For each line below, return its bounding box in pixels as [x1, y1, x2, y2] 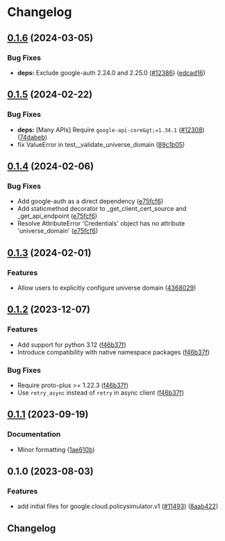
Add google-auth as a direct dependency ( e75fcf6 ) [17, 197, 164, 205]
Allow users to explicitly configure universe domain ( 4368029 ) [17, 283, 197, 292]
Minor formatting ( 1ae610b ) [17, 445, 95, 453]
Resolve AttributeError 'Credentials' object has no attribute [17, 219, 185, 228]
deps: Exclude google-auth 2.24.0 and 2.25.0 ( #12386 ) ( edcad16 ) [17, 68, 206, 77]
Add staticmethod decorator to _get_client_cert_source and [17, 205, 187, 213]
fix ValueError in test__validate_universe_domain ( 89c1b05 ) [17, 140, 185, 148]
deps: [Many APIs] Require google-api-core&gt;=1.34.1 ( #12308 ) [17, 125, 205, 134]
